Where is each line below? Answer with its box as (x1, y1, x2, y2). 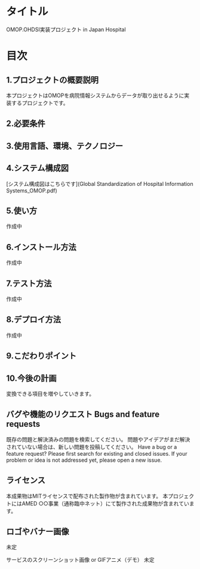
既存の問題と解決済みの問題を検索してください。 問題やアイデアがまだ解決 (6, 435, 190, 443)
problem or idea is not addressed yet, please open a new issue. (6, 456, 162, 463)
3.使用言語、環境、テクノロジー (6, 141, 124, 151)
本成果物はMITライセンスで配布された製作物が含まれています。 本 (6, 492, 168, 499)
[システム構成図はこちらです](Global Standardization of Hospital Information (6, 180, 193, 187)
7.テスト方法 (6, 278, 52, 288)
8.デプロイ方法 (6, 315, 61, 325)
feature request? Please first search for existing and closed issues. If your (6, 450, 188, 457)
